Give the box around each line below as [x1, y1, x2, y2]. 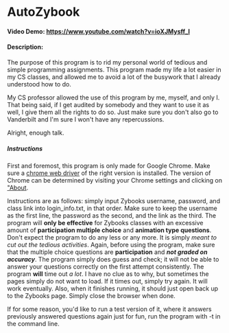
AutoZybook [7, 4, 80, 20]
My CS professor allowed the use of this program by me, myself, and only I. [7, 93, 220, 102]
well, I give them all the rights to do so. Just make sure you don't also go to [7, 108, 219, 116]
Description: [7, 43, 43, 51]
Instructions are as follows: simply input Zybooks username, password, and [7, 196, 221, 205]
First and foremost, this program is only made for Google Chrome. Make [7, 161, 210, 170]
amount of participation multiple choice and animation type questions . [7, 226, 212, 234]
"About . [7, 183, 29, 192]
